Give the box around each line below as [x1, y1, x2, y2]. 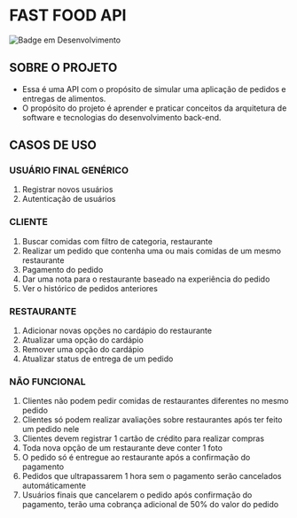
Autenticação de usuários [21, 194, 116, 205]
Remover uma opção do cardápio [21, 344, 145, 355]
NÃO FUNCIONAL [9, 375, 86, 388]
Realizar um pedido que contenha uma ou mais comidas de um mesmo [21, 245, 282, 256]
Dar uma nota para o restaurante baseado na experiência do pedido [21, 274, 270, 284]
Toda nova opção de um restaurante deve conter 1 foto [21, 443, 223, 453]
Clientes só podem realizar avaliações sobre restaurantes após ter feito [21, 414, 283, 425]
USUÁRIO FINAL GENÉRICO [9, 165, 129, 177]
